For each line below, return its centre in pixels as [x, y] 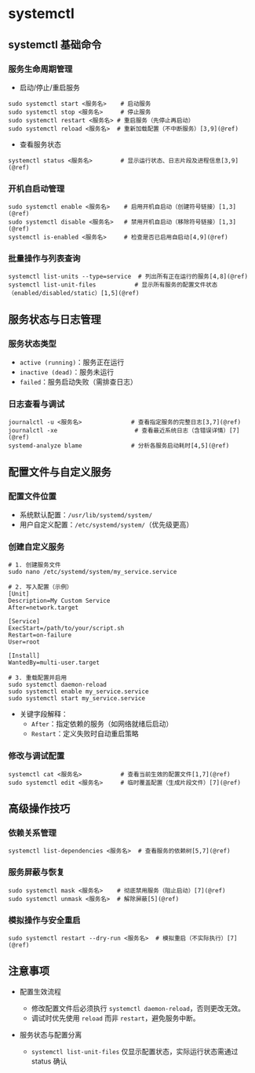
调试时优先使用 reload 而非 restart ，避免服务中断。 [115, 1018]
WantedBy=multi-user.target [54, 663]
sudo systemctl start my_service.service [77, 699]
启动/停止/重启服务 [49, 87]
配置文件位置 [33, 496]
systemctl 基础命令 [55, 44]
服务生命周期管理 [40, 69]
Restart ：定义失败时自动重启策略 [85, 734]
